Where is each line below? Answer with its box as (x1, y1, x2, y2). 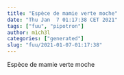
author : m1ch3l (7, 29, 51, 36)
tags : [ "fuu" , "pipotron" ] (7, 22, 84, 29)
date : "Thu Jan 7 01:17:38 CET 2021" (7, 16, 118, 23)
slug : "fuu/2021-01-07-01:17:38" (7, 42, 103, 48)
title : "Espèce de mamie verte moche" (7, 10, 118, 17)
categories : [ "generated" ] (7, 35, 84, 42)
